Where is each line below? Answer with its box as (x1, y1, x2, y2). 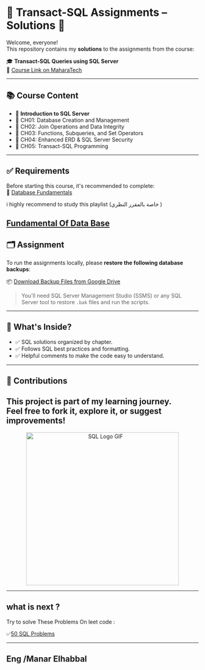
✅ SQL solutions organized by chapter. (15, 338, 113, 345)
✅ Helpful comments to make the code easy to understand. (15, 352, 165, 359)
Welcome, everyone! (6, 39, 59, 46)
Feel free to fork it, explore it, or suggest (6, 406, 162, 417)
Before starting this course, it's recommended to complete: (6, 182, 155, 189)
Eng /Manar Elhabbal (6, 653, 87, 664)
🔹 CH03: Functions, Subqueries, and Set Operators (15, 129, 143, 136)
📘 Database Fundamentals (6, 188, 73, 196)
